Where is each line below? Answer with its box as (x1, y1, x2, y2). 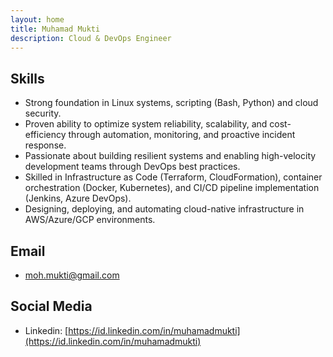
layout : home (10, 14, 65, 25)
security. (24, 107, 62, 120)
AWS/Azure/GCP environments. (24, 214, 156, 226)
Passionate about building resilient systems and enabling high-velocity (24, 150, 317, 162)
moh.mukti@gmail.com (24, 269, 120, 281)
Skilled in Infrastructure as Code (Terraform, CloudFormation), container (24, 171, 323, 183)
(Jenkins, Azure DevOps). (24, 192, 132, 205)
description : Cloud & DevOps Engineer (10, 33, 172, 43)
